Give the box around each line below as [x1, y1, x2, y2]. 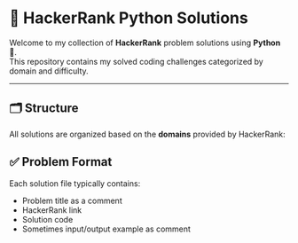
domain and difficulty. [9, 66, 89, 76]
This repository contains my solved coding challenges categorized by [9, 56, 263, 67]
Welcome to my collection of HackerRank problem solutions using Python [9, 37, 281, 48]
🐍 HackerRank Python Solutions [9, 8, 248, 28]
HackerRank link [21, 204, 82, 216]
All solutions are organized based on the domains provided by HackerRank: [9, 129, 286, 139]
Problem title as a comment [21, 195, 122, 206]
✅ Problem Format [9, 154, 113, 169]
